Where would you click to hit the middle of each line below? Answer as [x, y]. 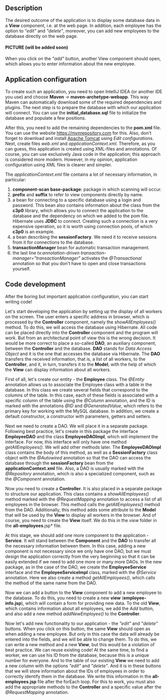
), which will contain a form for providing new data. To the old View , [91, 603]
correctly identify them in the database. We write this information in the [78, 676]
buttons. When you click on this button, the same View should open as [78, 629]
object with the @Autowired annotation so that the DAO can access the [78, 457]
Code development [35, 284]
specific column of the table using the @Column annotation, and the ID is [80, 400]
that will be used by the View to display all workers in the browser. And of [81, 515]
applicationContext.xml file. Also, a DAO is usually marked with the [75, 468]
